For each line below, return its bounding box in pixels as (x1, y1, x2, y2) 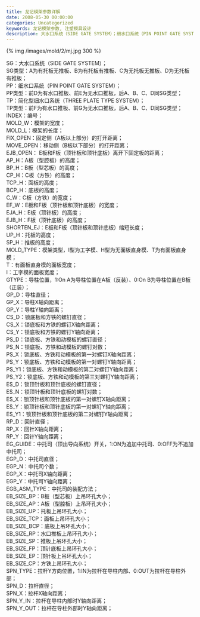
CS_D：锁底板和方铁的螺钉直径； (6, 314, 88, 321)
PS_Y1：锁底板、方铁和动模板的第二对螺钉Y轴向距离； (6, 366, 140, 373)
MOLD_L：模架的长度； (6, 127, 64, 134)
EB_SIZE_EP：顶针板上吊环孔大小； (6, 552, 93, 560)
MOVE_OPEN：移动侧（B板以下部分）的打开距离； (6, 142, 130, 149)
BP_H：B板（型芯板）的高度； (6, 164, 80, 171)
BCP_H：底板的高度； (6, 186, 60, 194)
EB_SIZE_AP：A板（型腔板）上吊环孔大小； (6, 500, 112, 508)
